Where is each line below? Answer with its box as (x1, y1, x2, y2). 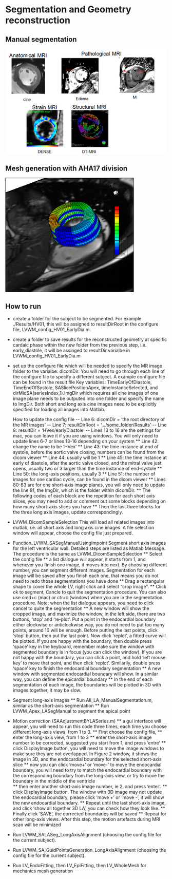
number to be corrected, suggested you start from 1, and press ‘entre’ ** (12, 740, 166, 746)
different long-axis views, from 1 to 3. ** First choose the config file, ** (12, 729, 163, 735)
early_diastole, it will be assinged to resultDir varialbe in (12, 348, 130, 354)
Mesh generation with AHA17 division (5, 164, 128, 173)
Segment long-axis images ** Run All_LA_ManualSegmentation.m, (12, 697, 153, 703)
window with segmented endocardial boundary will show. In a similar (12, 671, 158, 677)
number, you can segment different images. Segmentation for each (12, 567, 155, 574)
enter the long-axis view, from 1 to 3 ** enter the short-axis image (12, 734, 152, 740)
